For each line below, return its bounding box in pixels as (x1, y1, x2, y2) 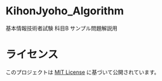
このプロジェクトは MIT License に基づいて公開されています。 (5, 68, 160, 76)
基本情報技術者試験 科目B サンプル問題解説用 (5, 24, 118, 32)
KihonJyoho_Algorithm (5, 4, 124, 18)
